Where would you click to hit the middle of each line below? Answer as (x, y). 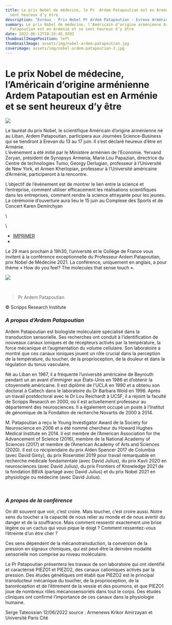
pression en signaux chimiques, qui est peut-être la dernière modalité (79, 549)
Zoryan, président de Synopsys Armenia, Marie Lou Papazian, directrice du (85, 158)
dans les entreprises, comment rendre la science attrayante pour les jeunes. (85, 195)
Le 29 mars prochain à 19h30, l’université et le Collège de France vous (79, 251)
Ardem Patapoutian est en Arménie (81, 95)
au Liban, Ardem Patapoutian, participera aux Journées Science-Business (83, 136)
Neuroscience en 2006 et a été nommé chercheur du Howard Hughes (79, 428)
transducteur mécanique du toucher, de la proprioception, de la (72, 581)
